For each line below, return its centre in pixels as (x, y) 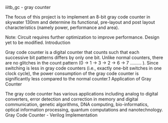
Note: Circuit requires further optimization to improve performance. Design (82, 37)
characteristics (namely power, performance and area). (62, 27)
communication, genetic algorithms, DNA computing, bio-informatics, (77, 104)
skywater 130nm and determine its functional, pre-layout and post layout (80, 22)
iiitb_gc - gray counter (28, 7)
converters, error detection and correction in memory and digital (72, 99)
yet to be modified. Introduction (38, 42)
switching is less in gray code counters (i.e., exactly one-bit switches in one (83, 68)
